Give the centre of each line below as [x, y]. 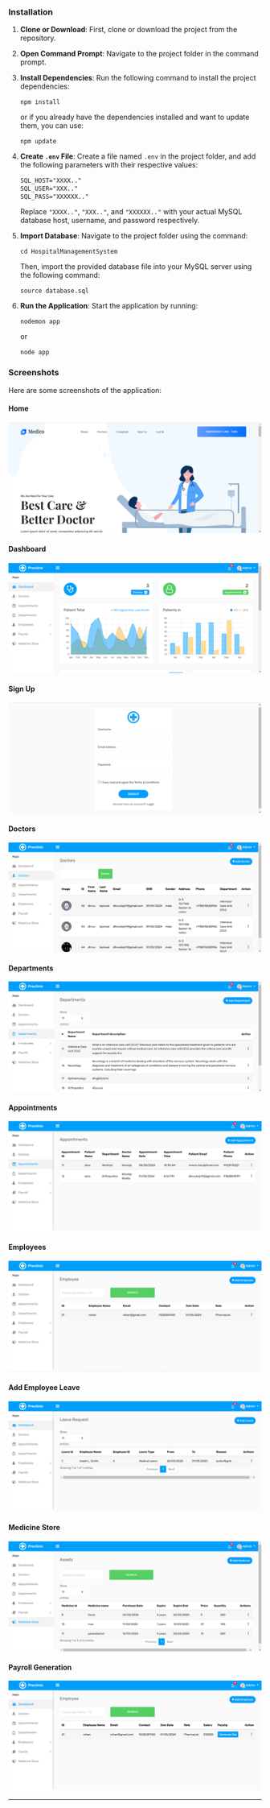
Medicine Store [34, 1527]
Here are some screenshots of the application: [85, 390]
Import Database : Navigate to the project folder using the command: [134, 236]
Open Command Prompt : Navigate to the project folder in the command [139, 54]
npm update [38, 142]
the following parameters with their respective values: [109, 165]
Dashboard [27, 548]
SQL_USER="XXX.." [49, 189]
